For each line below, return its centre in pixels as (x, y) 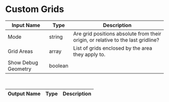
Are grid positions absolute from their (117, 34)
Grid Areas (20, 51)
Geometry (20, 69)
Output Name (24, 93)
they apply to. (89, 54)
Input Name (26, 25)
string (56, 37)
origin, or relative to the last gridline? (116, 40)
